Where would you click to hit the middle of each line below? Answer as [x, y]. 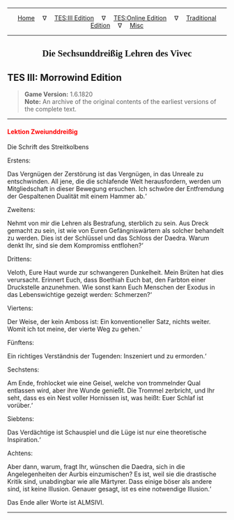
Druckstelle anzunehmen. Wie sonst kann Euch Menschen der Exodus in [111, 287]
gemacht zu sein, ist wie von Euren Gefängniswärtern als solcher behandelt [116, 231]
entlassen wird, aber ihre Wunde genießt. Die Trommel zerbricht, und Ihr [111, 390]
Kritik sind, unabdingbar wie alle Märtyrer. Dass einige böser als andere [110, 482]
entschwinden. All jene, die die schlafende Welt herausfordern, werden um [114, 181]
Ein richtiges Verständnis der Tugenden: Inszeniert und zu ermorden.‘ [107, 356]
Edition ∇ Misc [117, 25]
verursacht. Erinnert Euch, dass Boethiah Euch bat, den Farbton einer [107, 280]
